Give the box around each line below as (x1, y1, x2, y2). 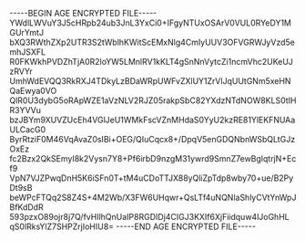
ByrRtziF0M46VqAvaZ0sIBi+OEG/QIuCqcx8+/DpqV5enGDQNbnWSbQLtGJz (9, 134, 296, 144)
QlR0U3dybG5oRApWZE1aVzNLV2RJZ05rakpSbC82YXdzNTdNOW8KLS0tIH (9, 95, 297, 106)
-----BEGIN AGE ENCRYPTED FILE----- (9, 8, 158, 18)
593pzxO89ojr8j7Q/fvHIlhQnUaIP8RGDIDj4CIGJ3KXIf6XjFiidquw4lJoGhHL (9, 212, 290, 222)
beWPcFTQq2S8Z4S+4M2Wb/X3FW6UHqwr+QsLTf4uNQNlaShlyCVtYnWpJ (9, 192, 297, 203)
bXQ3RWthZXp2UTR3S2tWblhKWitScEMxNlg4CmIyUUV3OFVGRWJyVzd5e (9, 37, 296, 47)
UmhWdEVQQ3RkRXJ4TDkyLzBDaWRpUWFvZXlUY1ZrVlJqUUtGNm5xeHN (9, 76, 291, 86)
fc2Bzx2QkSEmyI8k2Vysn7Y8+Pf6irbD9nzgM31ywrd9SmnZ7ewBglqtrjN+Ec (9, 153, 297, 163)
